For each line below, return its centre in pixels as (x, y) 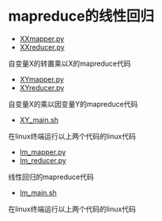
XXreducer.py (42, 47)
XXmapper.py (42, 38)
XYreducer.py (42, 87)
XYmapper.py (42, 79)
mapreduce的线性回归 (81, 16)
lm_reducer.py (43, 160)
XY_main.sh (39, 120)
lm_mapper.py (43, 152)
